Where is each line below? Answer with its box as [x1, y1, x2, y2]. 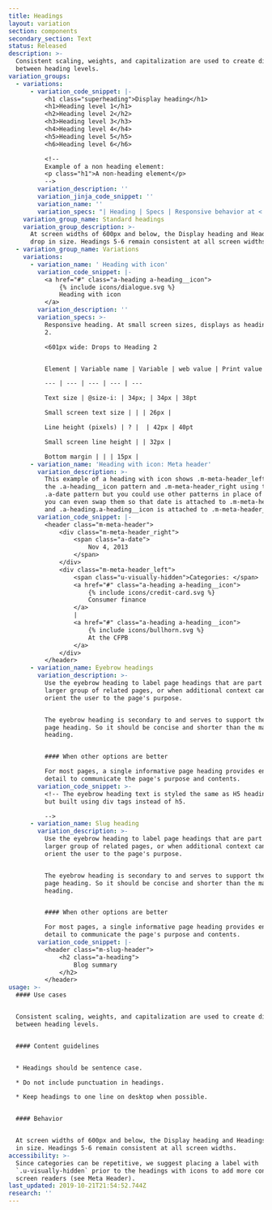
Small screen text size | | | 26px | [44, 409, 172, 417]
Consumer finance [87, 596, 147, 605]
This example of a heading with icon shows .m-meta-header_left [44, 476, 266, 484]
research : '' [8, 1190, 53, 1198]
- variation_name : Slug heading [29, 820, 139, 828]
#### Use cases [15, 991, 67, 999]
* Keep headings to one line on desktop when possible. [15, 1093, 208, 1101]
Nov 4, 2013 [87, 543, 129, 552]
